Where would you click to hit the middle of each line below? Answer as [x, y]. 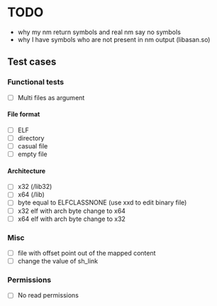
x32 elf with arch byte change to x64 [72, 211]
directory [31, 138]
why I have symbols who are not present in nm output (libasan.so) [114, 39]
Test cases [32, 62]
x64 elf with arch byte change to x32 [72, 219]
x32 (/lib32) [35, 187]
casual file [33, 146]
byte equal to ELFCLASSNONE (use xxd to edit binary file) [102, 202]
